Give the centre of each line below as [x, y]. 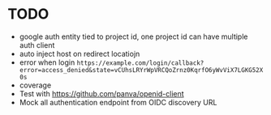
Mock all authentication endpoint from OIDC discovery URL [118, 102]
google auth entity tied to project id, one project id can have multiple [133, 36]
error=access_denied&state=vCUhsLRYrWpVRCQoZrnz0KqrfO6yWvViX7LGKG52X [141, 70]
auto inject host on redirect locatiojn [80, 53]
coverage [35, 85]
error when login [47, 62]
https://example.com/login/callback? [140, 63]
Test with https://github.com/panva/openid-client [101, 93]
